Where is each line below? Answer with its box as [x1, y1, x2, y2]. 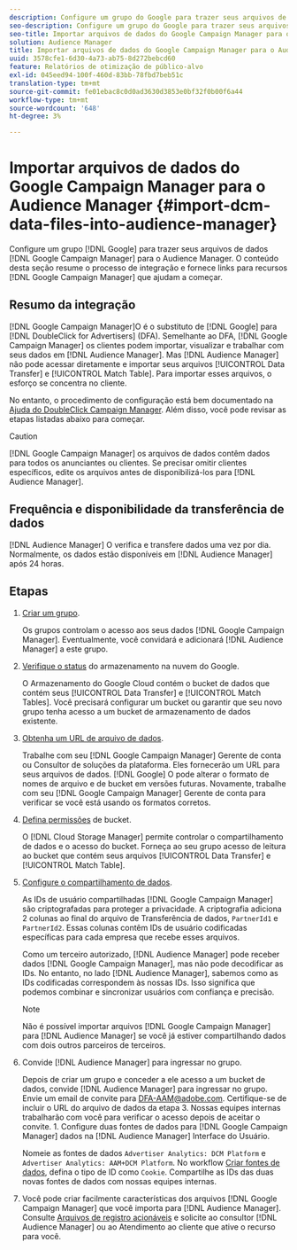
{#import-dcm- [156, 196, 271, 215]
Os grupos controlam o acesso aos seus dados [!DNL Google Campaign [21, 624, 285, 635]
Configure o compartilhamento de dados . [21, 877, 172, 887]
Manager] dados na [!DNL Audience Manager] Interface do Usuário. [21, 1130, 270, 1141]
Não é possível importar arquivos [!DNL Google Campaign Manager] [21, 1020, 271, 1031]
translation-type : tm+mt [9, 79, 101, 88]
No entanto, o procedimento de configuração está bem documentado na [9, 395, 274, 405]
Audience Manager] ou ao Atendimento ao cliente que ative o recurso [21, 1221, 276, 1232]
